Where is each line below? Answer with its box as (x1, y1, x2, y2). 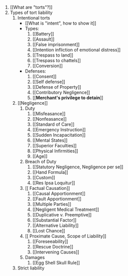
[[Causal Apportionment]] (32, 190, 86, 196)
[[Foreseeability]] (32, 238, 69, 244)
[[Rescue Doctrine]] (32, 244, 74, 249)
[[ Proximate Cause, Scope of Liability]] (25, 233, 106, 239)
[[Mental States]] (32, 137, 68, 143)
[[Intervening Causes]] (32, 249, 79, 255)
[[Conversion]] (32, 63, 63, 69)
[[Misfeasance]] (32, 111, 66, 117)
